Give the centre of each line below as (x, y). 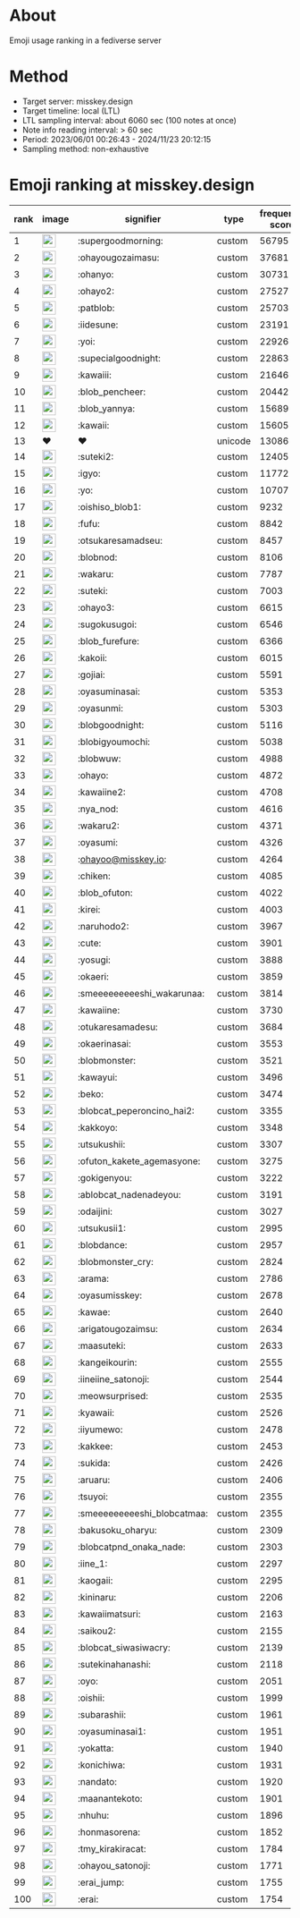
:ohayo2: (96, 291)
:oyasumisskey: (110, 1295)
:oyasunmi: (100, 708)
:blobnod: (97, 557)
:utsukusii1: (102, 1228)
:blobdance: (102, 1244)
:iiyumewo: (100, 1430)
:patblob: (96, 308)
